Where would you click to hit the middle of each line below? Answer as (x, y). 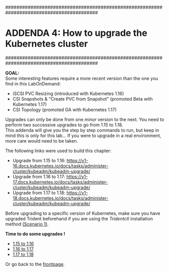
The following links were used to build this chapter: (58, 151)
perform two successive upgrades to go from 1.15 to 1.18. (64, 125)
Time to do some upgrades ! (35, 234)
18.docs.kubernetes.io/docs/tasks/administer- (60, 198)
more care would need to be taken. (42, 141)
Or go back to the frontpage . (35, 264)
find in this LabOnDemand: (33, 83)
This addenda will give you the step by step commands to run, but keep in (82, 130)
